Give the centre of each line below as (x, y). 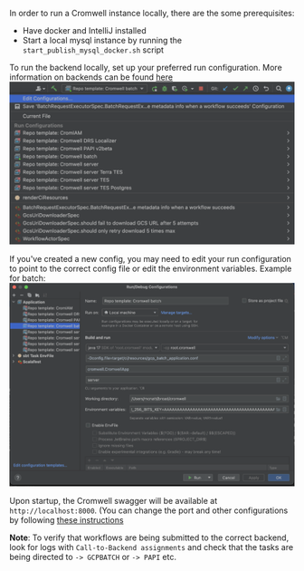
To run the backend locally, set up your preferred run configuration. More (146, 68)
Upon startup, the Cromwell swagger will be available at (114, 500)
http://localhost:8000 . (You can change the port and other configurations (149, 510)
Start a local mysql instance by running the (102, 40)
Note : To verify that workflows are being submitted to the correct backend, (149, 537)
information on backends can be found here (91, 77)
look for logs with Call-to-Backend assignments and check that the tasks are (152, 547)
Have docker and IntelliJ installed (84, 30)
